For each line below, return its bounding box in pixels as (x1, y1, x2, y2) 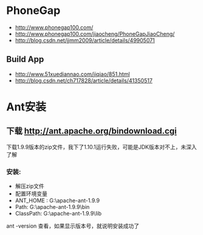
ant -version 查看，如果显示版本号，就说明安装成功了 (6, 222, 140, 230)
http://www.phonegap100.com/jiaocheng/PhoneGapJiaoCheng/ (15, 30, 175, 37)
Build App (6, 54, 44, 64)
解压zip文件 (15, 183, 44, 190)
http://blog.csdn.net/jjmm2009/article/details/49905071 (15, 36, 155, 44)
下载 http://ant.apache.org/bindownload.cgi (6, 126, 177, 137)
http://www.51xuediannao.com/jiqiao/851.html (15, 70, 130, 78)
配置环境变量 (15, 190, 47, 197)
